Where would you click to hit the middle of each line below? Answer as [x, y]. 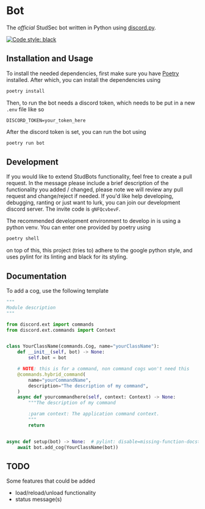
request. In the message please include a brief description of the [88, 183]
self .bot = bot [48, 358]
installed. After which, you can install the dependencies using [83, 79]
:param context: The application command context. [94, 414]
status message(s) [38, 499]
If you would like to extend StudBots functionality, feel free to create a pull [99, 177]
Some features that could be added [51, 481]
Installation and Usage [50, 59]
